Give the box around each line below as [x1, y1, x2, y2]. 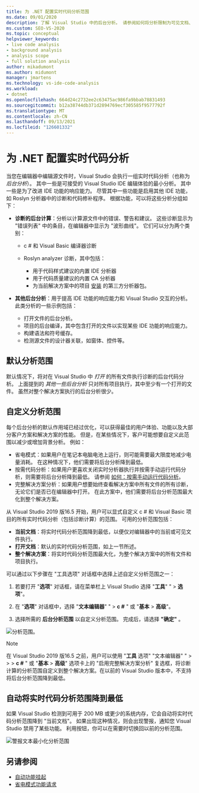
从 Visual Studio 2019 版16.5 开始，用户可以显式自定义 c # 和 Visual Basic [6, 508, 185, 515]
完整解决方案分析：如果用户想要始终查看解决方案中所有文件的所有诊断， [14, 481, 191, 488]
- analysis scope [6, 53, 49, 59]
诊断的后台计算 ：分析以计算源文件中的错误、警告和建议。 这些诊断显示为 [14, 215, 193, 222]
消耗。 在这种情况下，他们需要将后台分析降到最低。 [20, 458, 146, 465]
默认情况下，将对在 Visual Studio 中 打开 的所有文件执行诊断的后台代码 [6, 373, 179, 380]
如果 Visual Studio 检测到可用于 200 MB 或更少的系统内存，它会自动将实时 [6, 710, 188, 717]
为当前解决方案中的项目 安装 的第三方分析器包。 [32, 282, 150, 289]
